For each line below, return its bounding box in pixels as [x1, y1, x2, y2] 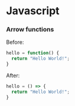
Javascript [6, 4, 60, 18]
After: [6, 72, 20, 79]
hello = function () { [6, 50, 60, 56]
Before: [6, 38, 24, 46]
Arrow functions [6, 25, 54, 34]
